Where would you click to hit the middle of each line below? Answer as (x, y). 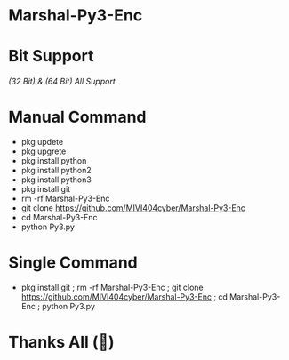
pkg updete (42, 141)
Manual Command (78, 117)
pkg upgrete (44, 151)
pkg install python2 (56, 170)
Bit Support (51, 56)
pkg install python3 (56, 180)
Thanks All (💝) (61, 342)
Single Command (73, 263)
